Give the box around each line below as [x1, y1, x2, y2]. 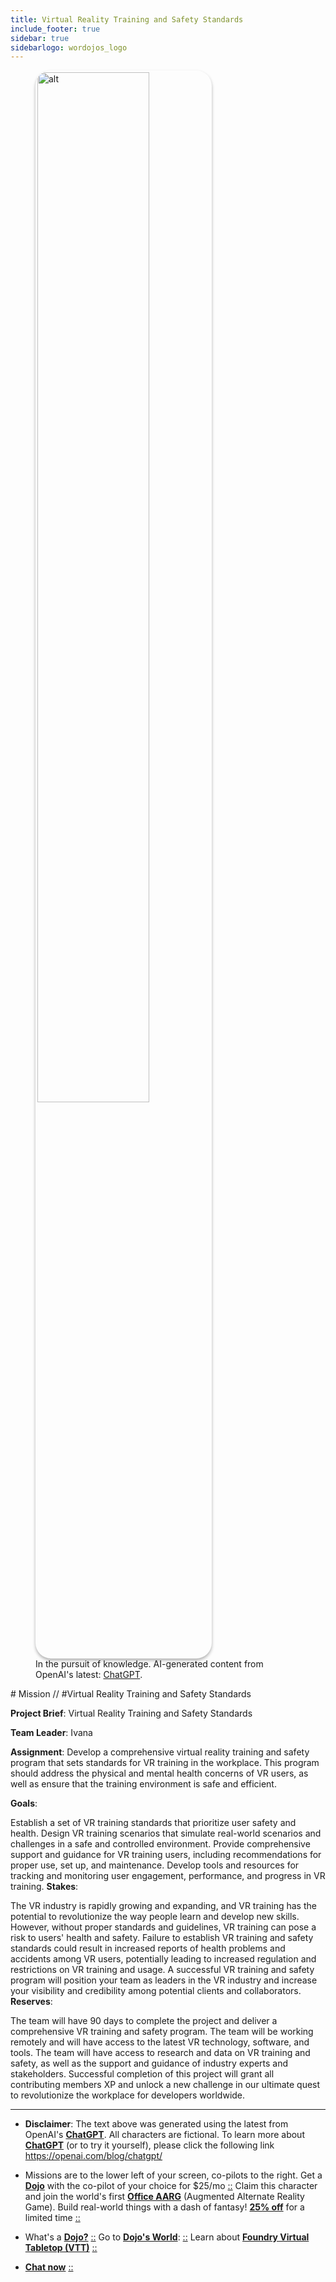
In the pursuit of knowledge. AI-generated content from [35, 1658, 264, 1670]
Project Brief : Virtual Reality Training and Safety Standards [10, 1707, 253, 1720]
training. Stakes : [10, 1881, 79, 1893]
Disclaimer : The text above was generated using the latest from [24, 2118, 289, 2130]
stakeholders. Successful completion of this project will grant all [10, 2068, 275, 2080]
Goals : [10, 1797, 38, 1810]
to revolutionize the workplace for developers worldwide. [10, 2089, 246, 2101]
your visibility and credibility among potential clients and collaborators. [10, 1985, 302, 1997]
